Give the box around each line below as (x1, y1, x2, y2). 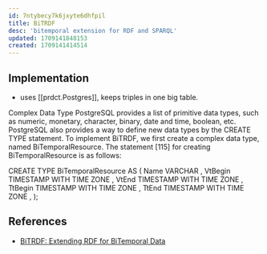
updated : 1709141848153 (8, 34, 88, 42)
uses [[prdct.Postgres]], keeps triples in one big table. (19, 92, 199, 102)
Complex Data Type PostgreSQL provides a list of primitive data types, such (8, 107, 259, 117)
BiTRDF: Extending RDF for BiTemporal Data (19, 236, 166, 245)
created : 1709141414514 (8, 42, 88, 50)
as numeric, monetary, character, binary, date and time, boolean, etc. (8, 116, 237, 126)
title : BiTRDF (8, 19, 56, 27)
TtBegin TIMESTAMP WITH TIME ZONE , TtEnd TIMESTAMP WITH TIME (8, 183, 245, 192)
